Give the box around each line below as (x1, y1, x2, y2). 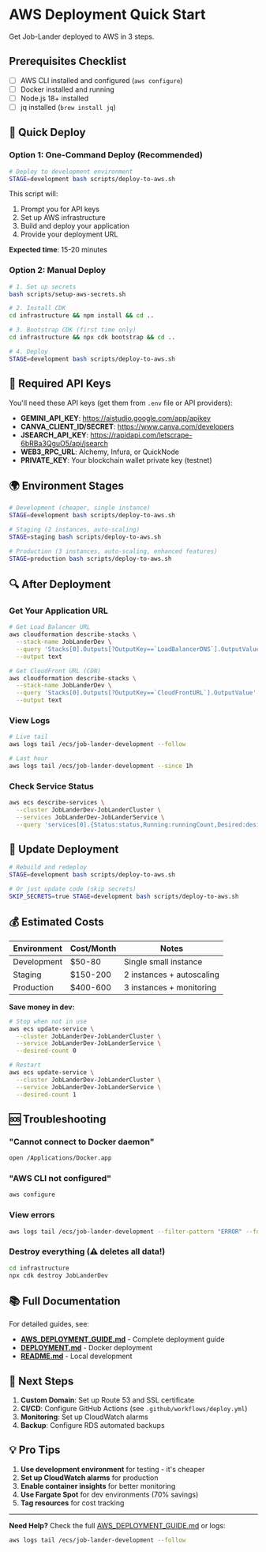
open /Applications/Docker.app (9, 1154, 112, 1162)
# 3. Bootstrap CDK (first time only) (9, 326, 137, 334)
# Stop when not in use (9, 1017, 88, 1025)
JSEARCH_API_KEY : (20, 430, 89, 440)
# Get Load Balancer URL (9, 623, 91, 631)
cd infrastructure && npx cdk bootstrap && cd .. (9, 334, 176, 342)
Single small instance (124, 956, 203, 967)
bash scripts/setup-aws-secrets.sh (9, 290, 126, 298)
